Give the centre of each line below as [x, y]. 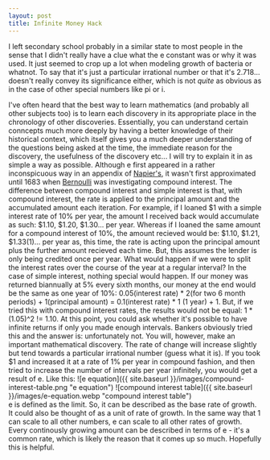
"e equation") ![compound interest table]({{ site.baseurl [161, 387]
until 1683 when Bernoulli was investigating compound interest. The [121, 181]
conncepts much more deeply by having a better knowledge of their [121, 131]
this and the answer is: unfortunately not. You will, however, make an [122, 336]
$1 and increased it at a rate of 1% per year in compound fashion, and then [132, 361]
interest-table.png [38, 387]
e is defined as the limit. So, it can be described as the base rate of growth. [133, 404]
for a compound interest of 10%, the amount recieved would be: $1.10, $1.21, [134, 233]
